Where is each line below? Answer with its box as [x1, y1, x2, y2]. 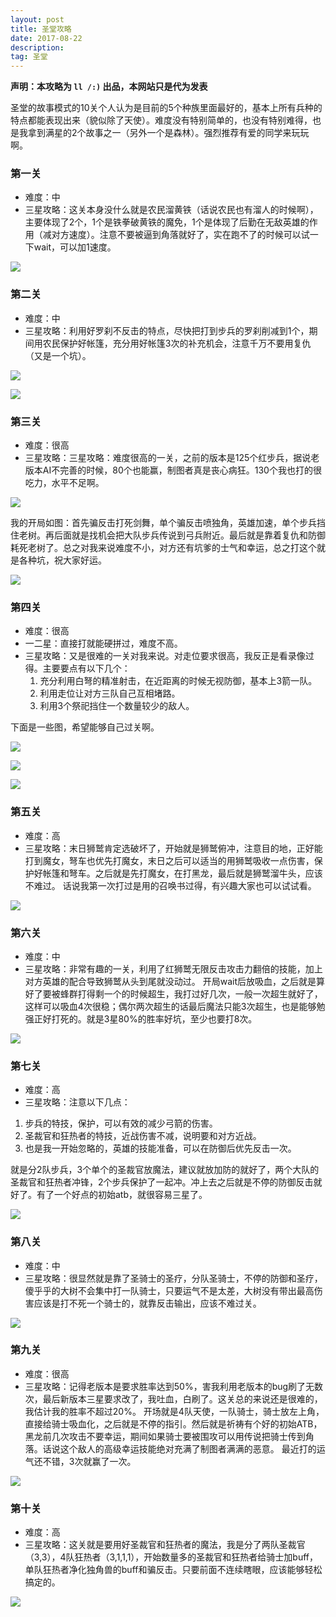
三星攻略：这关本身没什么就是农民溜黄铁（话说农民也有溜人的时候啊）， [24, 204, 319, 216]
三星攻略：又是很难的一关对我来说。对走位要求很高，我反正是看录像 [24, 650, 306, 662]
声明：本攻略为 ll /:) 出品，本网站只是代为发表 [10, 81, 208, 93]
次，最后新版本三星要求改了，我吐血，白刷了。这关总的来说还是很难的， [24, 1392, 323, 1405]
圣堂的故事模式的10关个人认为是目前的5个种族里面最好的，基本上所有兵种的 [10, 102, 323, 114]
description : [10, 42, 65, 53]
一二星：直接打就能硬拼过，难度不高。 [24, 637, 183, 650]
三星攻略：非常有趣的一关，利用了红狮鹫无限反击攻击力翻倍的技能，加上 [24, 962, 323, 975]
